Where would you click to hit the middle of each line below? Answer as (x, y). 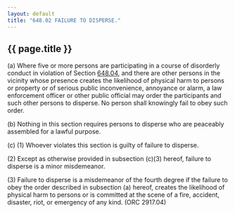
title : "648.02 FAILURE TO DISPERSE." (64, 20)
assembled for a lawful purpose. (54, 131)
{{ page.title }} (40, 49)
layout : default (31, 14)
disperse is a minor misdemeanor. (56, 167)
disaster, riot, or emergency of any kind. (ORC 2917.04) (87, 202)
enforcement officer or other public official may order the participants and (114, 96)
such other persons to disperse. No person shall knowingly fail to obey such (118, 103)
